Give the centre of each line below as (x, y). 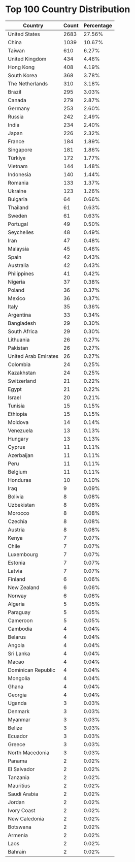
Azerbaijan (21, 455)
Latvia (15, 571)
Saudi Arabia (23, 794)
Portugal (18, 224)
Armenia (18, 835)
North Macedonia (29, 752)
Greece (16, 744)
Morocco (19, 513)
